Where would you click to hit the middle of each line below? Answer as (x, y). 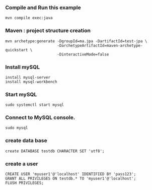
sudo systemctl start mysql (35, 105)
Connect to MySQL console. (40, 117)
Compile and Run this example (43, 8)
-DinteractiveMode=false (83, 54)
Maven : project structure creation (48, 31)
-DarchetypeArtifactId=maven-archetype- (100, 45)
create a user (22, 164)
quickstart (17, 50)
